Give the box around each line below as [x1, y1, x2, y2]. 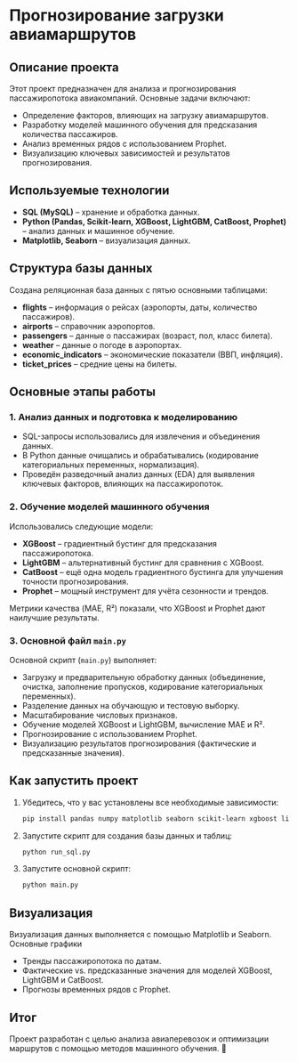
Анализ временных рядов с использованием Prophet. [21, 139, 227, 149]
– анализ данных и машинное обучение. [21, 225, 175, 236]
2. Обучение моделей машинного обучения [9, 500, 210, 513]
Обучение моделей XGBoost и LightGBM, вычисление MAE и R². [21, 718, 265, 730]
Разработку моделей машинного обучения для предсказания [21, 119, 258, 130]
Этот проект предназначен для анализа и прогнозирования [9, 84, 237, 93]
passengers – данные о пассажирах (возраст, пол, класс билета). [21, 330, 273, 341]
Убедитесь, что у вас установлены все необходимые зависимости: [21, 797, 278, 807]
